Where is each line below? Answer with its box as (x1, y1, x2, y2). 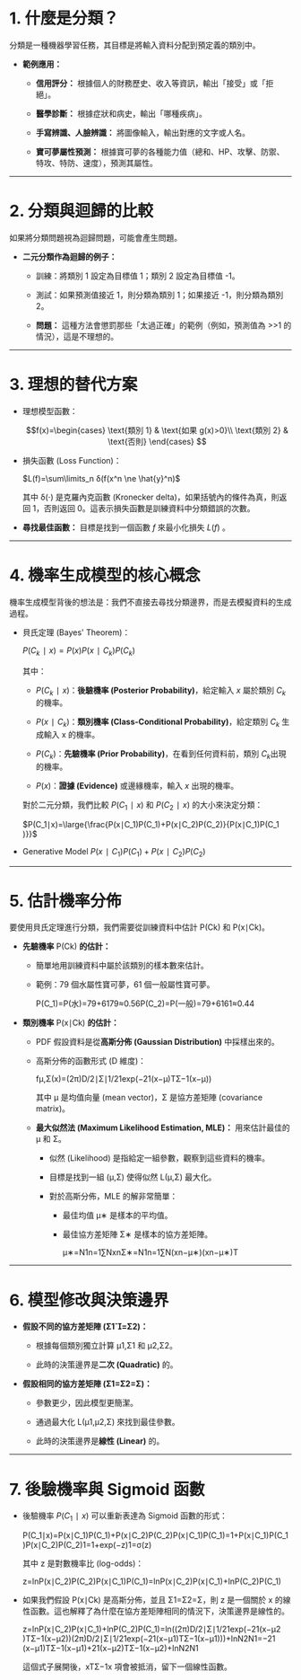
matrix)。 (35, 1103, 70, 1114)
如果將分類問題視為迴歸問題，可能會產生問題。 (9, 232, 182, 243)
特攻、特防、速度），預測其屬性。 (35, 157, 159, 168)
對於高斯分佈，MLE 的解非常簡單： (48, 1191, 178, 1202)
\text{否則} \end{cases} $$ (107, 436, 207, 447)
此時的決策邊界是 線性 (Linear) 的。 (35, 1436, 165, 1446)
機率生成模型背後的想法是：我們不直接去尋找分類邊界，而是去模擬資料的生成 (9, 597, 292, 607)
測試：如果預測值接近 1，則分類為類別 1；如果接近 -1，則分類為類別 (35, 289, 284, 300)
